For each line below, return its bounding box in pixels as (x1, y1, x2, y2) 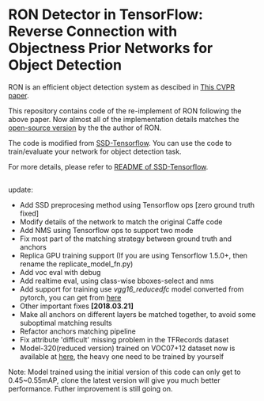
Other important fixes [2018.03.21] (19, 301, 134, 311)
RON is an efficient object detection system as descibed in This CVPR (8, 82, 236, 92)
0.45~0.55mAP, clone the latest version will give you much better (8, 376, 221, 385)
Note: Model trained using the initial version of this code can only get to (8, 367, 241, 377)
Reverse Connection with (8, 22, 178, 40)
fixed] (19, 208, 40, 219)
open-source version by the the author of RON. (8, 123, 162, 132)
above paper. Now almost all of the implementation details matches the (8, 114, 239, 124)
